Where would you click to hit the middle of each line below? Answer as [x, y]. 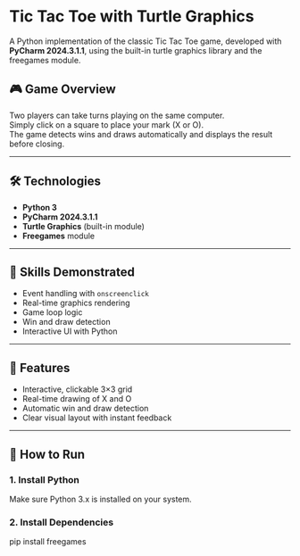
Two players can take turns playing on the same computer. [117, 115]
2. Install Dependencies [62, 522]
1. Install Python [45, 479]
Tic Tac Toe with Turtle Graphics [132, 17]
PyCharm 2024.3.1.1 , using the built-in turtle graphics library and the [136, 50]
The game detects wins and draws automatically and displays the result [141, 134]
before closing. [37, 144]
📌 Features [40, 368]
